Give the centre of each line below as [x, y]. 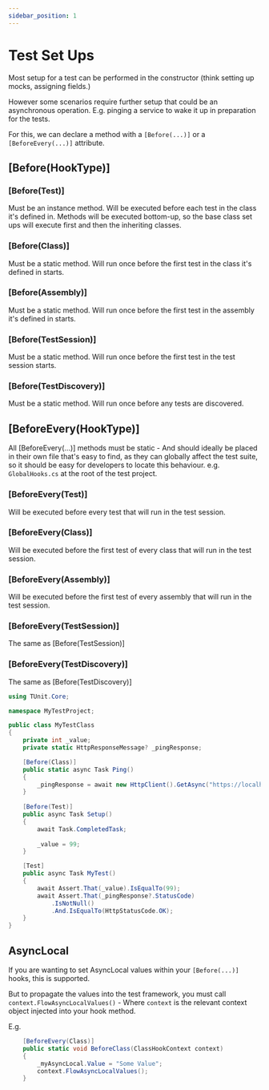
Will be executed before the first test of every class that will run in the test [130, 550]
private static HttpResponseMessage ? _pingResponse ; [112, 748]
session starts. [32, 365]
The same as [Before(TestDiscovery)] [70, 681]
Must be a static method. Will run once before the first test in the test [122, 357]
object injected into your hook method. [72, 1011]
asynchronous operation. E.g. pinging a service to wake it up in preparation [132, 110]
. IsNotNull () [72, 903]
